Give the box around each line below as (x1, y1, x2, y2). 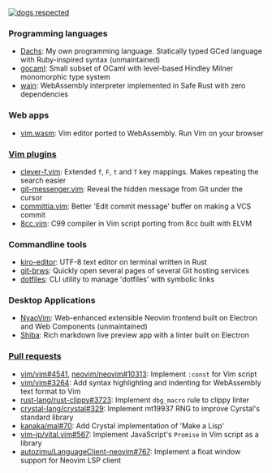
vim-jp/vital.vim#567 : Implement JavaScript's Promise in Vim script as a (19, 429, 260, 439)
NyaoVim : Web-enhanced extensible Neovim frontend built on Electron (19, 313, 258, 323)
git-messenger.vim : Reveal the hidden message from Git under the (19, 183, 244, 194)
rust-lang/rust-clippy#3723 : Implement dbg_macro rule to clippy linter (19, 394, 250, 405)
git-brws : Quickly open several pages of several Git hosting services (19, 266, 250, 276)
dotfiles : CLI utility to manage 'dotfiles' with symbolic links (19, 274, 215, 284)
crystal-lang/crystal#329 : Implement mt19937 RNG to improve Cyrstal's (19, 403, 261, 413)
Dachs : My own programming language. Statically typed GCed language (19, 46, 262, 56)
